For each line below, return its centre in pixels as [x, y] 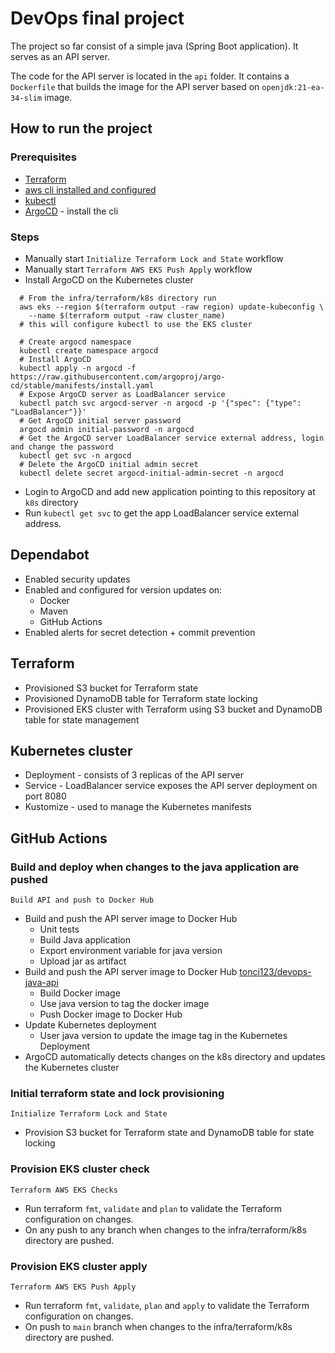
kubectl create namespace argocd [89, 350]
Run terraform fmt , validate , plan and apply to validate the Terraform [167, 1305]
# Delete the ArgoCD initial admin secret [109, 464]
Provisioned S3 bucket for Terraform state [111, 688]
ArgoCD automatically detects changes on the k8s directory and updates [175, 1057]
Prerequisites [43, 157]
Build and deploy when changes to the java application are [155, 867]
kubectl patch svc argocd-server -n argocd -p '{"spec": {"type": [160, 403]
